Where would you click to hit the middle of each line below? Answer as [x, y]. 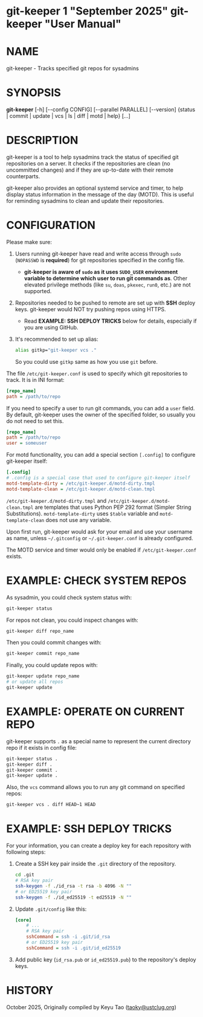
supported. [38, 291]
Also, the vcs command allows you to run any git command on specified [96, 787]
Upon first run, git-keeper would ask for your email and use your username [99, 531]
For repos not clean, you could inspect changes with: [72, 620]
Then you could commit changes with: [54, 642]
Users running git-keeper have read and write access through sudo [98, 253]
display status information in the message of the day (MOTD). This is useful [100, 194]
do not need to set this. [35, 421]
